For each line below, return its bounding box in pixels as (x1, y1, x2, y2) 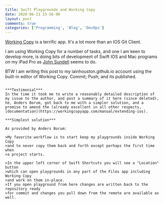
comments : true (5, 21, 36, 26)
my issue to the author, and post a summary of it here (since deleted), (5, 96, 160, 101)
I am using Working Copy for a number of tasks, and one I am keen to (5, 49, 146, 55)
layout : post (5, 16, 32, 21)
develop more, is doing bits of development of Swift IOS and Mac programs (5, 54, 158, 59)
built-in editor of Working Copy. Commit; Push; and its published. (5, 74, 137, 80)
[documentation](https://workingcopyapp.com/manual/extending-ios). (5, 109, 148, 114)
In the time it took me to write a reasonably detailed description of (5, 92, 155, 97)
